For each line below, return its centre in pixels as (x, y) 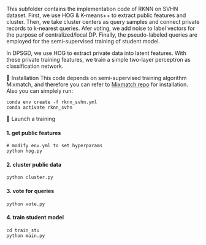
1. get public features (34, 133)
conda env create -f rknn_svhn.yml (52, 102)
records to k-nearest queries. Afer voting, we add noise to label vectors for (101, 28)
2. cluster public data (34, 164)
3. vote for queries (30, 191)
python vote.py (26, 204)
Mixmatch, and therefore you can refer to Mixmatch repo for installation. (97, 84)
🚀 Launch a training (31, 119)
